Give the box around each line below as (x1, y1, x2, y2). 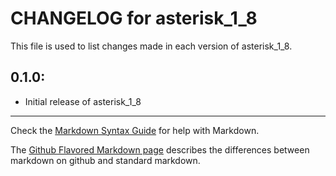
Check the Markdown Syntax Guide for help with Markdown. (10, 124, 260, 136)
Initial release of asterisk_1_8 (24, 95, 142, 107)
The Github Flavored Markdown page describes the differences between (10, 143, 310, 156)
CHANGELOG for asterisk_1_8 (10, 7, 258, 30)
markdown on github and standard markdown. (10, 154, 201, 166)
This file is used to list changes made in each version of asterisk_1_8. (10, 40, 293, 52)
